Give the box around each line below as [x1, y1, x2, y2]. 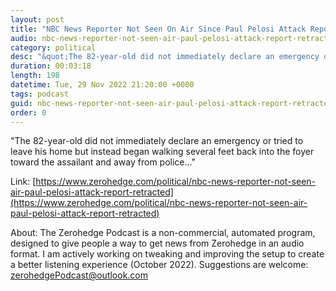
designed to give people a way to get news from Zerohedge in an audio [10, 237, 305, 250]
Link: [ [10, 176, 37, 188]
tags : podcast [10, 89, 70, 99]
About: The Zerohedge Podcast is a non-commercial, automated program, [10, 227, 316, 239]
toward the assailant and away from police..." [10, 156, 196, 168]
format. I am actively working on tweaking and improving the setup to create [10, 248, 325, 260]
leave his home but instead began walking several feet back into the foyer [10, 146, 315, 158]
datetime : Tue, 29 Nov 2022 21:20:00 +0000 [10, 80, 195, 90]
